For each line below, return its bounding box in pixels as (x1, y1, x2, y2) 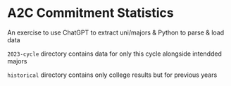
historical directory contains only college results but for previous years (7, 70, 218, 79)
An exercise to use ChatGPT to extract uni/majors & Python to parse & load (7, 28, 225, 37)
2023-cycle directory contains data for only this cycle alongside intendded (7, 49, 222, 58)
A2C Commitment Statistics (7, 5, 174, 21)
